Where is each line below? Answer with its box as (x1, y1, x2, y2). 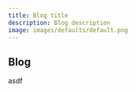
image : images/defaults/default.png (8, 26, 128, 34)
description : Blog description (8, 19, 111, 27)
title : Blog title (8, 11, 68, 20)
